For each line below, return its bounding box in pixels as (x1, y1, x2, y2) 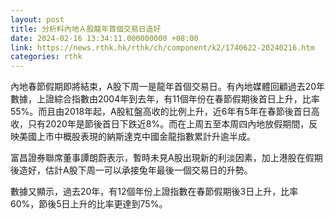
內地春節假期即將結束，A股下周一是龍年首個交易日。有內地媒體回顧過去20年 (10, 81, 326, 93)
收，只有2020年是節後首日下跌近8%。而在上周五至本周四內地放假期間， (10, 118, 310, 130)
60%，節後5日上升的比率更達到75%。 (10, 198, 168, 210)
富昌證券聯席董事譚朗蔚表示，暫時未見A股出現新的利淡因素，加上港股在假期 (10, 152, 323, 164)
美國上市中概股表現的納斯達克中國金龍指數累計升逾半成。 (18, 131, 256, 143)
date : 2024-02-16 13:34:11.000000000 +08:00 (10, 33, 199, 43)
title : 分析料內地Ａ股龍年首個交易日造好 (10, 24, 162, 34)
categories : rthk (10, 52, 83, 62)
